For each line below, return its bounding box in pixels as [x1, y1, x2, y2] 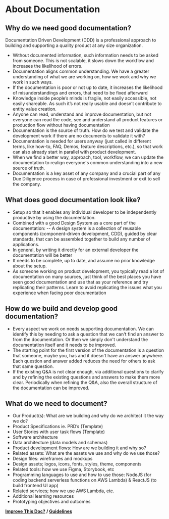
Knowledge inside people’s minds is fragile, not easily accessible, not [12, 95, 157, 101]
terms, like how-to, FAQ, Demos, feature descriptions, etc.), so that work [12, 144, 163, 150]
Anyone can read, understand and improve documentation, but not [12, 111, 151, 117]
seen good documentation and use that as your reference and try [12, 279, 149, 285]
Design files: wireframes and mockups [12, 456, 93, 462]
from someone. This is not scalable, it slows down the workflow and [12, 58, 154, 64]
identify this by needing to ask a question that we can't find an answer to [12, 331, 164, 337]
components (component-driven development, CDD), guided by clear [12, 230, 157, 237]
